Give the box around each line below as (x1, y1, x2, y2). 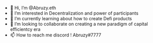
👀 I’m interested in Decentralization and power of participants (10, 10, 139, 16)
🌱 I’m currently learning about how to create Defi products (10, 16, 132, 21)
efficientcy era (10, 26, 41, 32)
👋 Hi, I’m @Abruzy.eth (10, 5, 56, 11)
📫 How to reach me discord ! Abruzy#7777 (10, 32, 102, 38)
